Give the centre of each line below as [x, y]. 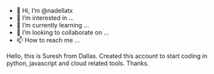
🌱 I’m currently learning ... [53, 25]
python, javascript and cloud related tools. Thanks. [78, 63]
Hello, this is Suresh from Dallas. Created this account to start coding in [107, 56]
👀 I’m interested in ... [45, 18]
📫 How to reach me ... [48, 40]
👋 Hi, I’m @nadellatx [44, 11]
